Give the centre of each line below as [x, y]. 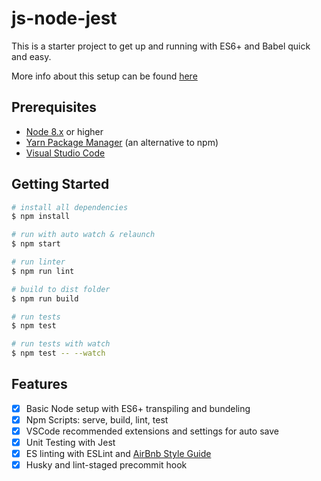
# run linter [38, 262]
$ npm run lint [43, 271]
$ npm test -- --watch [58, 353]
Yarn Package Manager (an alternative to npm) [122, 142]
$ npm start [36, 244]
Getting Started [60, 184]
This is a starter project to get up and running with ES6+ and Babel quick [161, 46]
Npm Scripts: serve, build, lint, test [97, 419]
